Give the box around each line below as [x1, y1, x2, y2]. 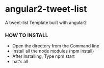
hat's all [12, 59, 28, 65]
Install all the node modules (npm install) [12, 48, 94, 54]
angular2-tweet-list [5, 3, 87, 15]
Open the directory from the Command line [12, 43, 100, 49]
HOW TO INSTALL [5, 32, 48, 39]
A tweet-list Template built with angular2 [5, 20, 87, 25]
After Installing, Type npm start [12, 53, 75, 59]
